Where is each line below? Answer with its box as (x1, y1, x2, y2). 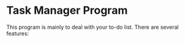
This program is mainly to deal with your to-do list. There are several (6, 23, 179, 31)
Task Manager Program (6, 4, 128, 17)
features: (6, 29, 29, 37)
